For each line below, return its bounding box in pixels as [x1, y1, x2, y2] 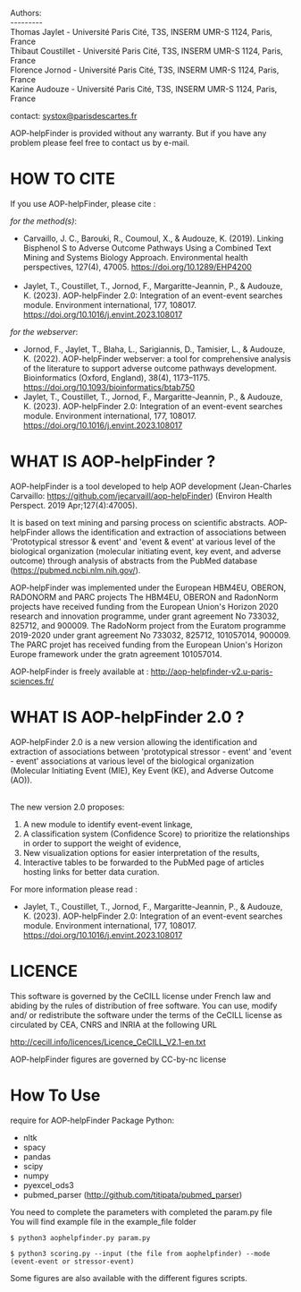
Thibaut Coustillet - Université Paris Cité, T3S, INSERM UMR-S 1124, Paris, [10, 46, 284, 56]
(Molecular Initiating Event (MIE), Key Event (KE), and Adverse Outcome [10, 765, 274, 775]
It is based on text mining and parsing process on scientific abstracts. [10, 517, 266, 527]
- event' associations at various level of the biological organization [10, 756, 255, 766]
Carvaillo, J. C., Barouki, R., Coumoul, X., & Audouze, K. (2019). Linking [22, 233, 284, 244]
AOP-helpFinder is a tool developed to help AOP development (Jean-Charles [10, 481, 292, 492]
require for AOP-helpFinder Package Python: [10, 1115, 175, 1125]
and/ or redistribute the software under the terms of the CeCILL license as [10, 1009, 283, 1020]
